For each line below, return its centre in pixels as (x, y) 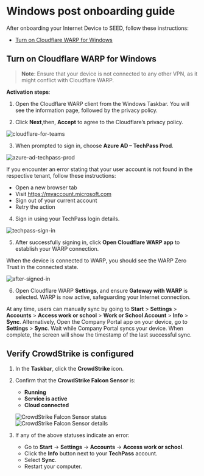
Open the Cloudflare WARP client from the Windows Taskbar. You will (102, 103)
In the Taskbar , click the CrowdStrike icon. (69, 368)
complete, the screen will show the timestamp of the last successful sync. (99, 334)
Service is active (46, 398)
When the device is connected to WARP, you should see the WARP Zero (97, 261)
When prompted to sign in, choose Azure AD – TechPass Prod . (94, 145)
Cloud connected (47, 405)
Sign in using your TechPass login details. (67, 219)
